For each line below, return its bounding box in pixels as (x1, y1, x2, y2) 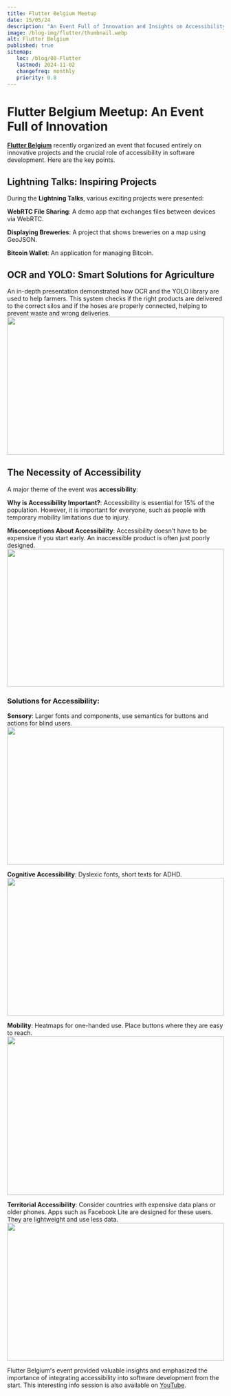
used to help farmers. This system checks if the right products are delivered (7, 294, 223, 302)
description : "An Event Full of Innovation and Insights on (7, 23, 184, 30)
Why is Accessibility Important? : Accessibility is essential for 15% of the (7, 498, 214, 506)
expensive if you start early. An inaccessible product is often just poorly (7, 533, 210, 542)
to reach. (7, 1029, 33, 1037)
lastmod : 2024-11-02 (16, 61, 76, 68)
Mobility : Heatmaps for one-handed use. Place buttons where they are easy (7, 1021, 223, 1030)
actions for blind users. (7, 719, 72, 728)
